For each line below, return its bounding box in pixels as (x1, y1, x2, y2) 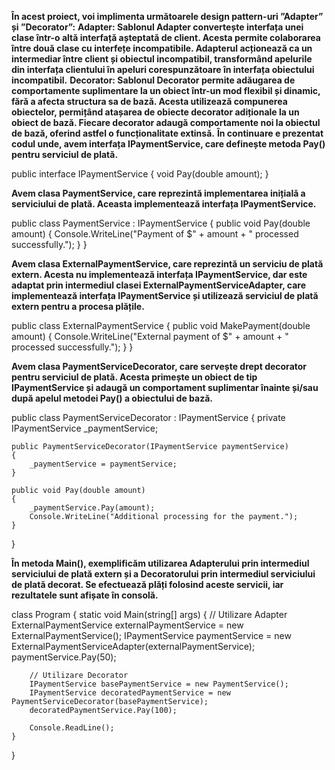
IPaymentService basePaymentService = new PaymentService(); (29, 679, 289, 689)
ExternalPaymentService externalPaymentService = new (11, 619, 244, 631)
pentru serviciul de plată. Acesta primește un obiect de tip (11, 371, 258, 383)
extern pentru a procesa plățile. (11, 301, 145, 312)
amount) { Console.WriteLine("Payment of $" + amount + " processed (11, 228, 299, 240)
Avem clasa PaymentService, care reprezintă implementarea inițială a (11, 187, 306, 199)
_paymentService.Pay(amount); (29, 503, 156, 513)
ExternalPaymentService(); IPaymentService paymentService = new (11, 630, 292, 641)
